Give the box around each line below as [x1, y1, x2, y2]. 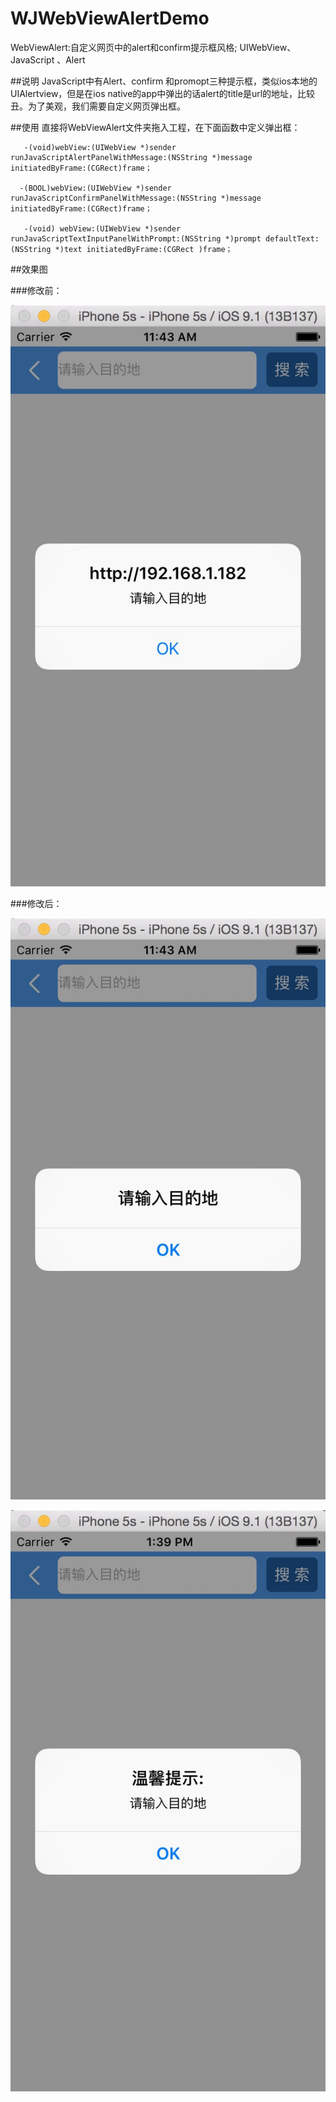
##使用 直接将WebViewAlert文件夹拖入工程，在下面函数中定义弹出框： [10, 121, 301, 133]
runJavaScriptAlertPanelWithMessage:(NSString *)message [10, 152, 253, 162]
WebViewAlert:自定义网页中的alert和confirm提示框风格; [10, 41, 238, 53]
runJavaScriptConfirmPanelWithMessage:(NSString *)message [10, 193, 262, 203]
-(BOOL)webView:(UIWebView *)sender [19, 183, 172, 193]
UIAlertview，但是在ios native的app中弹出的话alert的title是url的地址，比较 [10, 87, 316, 99]
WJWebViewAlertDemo [10, 7, 210, 30]
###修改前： [10, 284, 63, 296]
